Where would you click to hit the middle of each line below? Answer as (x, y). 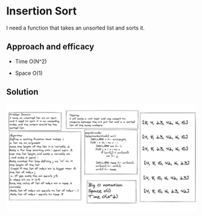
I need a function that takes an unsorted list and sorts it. (75, 28)
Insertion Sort (42, 11)
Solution (22, 92)
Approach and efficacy (50, 47)
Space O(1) (29, 73)
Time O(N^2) (31, 61)
